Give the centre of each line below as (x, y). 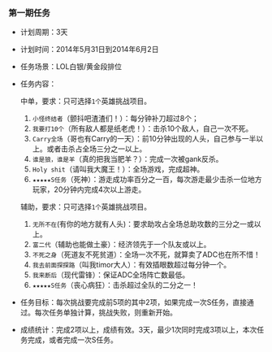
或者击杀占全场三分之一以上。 (97, 149)
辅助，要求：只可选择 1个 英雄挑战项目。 (86, 207)
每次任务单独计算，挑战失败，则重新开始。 (106, 313)
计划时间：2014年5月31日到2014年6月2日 (89, 50)
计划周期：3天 (44, 32)
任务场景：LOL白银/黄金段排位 (71, 67)
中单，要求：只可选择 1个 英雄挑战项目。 (86, 101)
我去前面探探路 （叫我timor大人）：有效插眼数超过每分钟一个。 (132, 265)
